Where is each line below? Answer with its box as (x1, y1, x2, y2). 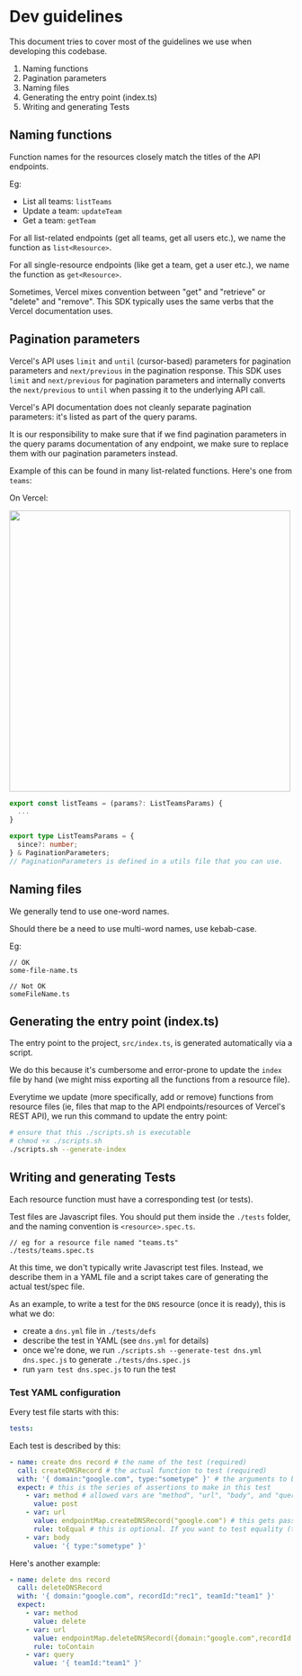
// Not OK (9, 981, 47, 991)
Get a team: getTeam (22, 214, 96, 226)
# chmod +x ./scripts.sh (9, 1137, 102, 1146)
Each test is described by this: (9, 1440, 121, 1451)
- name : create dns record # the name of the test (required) (9, 1457, 247, 1466)
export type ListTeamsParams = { (9, 832, 135, 841)
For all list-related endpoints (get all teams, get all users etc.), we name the (9, 232, 286, 243)
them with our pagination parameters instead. (9, 447, 178, 458)
